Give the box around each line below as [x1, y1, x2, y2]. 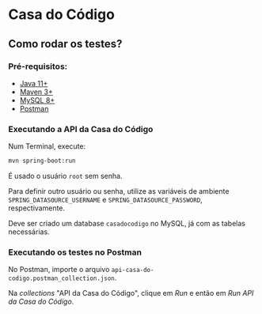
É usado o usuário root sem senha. [8, 172, 123, 181]
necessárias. [8, 227, 50, 236]
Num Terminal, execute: [8, 142, 86, 151]
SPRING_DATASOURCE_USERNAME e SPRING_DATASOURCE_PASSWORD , [8, 195, 203, 205]
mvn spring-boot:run [8, 157, 77, 165]
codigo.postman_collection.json [8, 274, 115, 282]
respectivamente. [8, 203, 66, 213]
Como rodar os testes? [8, 37, 123, 51]
